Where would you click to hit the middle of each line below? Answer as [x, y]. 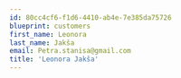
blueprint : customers [50, 26]
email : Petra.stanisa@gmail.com [70, 51]
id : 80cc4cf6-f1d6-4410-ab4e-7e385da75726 [90, 17]
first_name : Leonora [48, 34]
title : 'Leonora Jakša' [54, 59]
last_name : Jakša [42, 43]
